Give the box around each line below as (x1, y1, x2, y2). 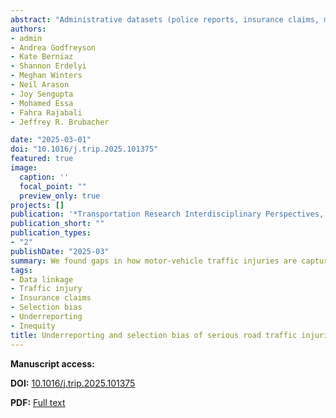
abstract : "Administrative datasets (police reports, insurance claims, (10, 14, 320, 25)
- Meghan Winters (10, 71, 83, 81)
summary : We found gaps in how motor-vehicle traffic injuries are (10, 256, 298, 266)
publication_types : (10, 228, 92, 238)
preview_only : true (19, 191, 101, 201)
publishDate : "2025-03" (10, 246, 110, 256)
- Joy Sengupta (10, 89, 74, 99)
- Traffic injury (10, 284, 83, 294)
